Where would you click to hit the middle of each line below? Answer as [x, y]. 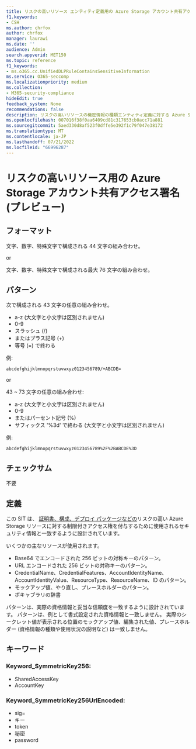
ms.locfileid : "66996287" [37, 147]
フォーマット [29, 231]
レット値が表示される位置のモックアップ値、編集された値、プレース [98, 622]
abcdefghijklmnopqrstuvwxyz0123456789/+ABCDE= [64, 369]
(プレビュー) [36, 207]
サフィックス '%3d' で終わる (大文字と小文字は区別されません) [90, 425]
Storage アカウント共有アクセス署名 [93, 193]
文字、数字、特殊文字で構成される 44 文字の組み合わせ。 [75, 246]
